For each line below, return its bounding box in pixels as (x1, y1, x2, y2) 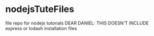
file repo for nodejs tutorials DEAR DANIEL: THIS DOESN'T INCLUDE (5, 20, 149, 26)
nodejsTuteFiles (5, 3, 74, 15)
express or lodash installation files (5, 25, 77, 31)
